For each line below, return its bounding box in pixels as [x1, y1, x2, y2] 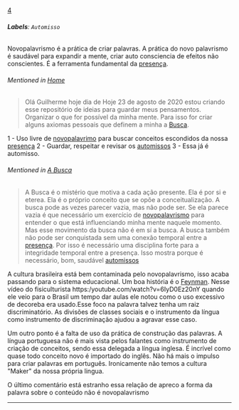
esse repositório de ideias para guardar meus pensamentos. [24, 105, 201, 114]
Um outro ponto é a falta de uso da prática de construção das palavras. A [7, 329, 223, 337]
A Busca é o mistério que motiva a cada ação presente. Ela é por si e [24, 188, 226, 196]
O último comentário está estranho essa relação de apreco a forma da [7, 380, 213, 389]
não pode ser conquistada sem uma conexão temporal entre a [24, 233, 208, 241]
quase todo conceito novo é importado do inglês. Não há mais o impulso [7, 352, 220, 360]
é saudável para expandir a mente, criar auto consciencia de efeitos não [7, 52, 219, 61]
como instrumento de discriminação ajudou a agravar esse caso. [7, 315, 198, 323]
